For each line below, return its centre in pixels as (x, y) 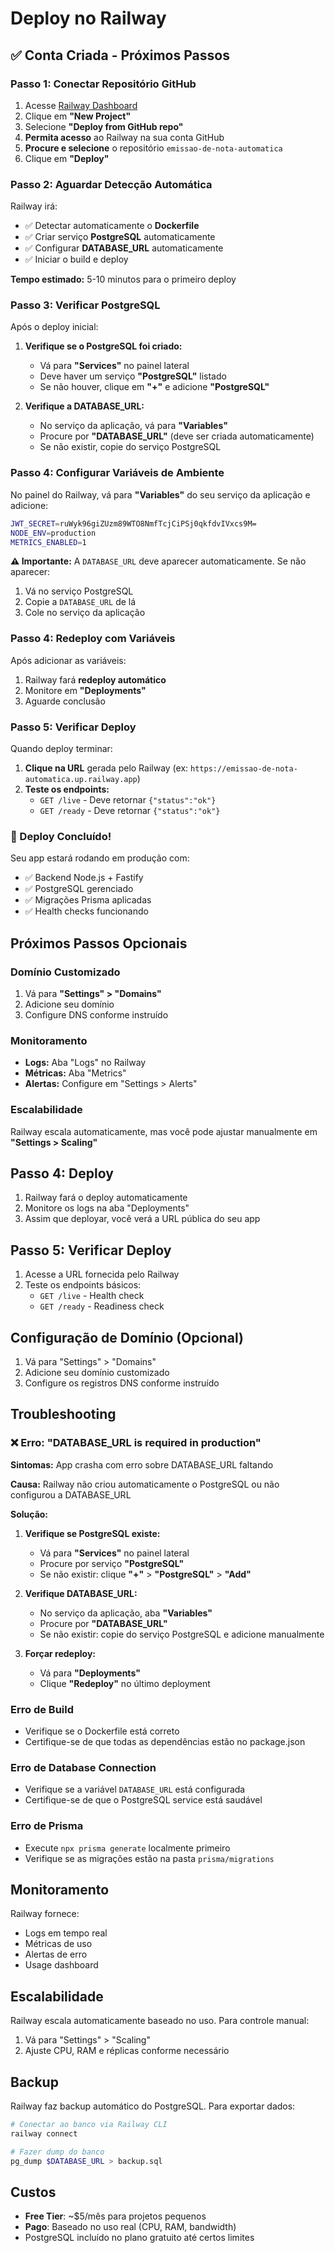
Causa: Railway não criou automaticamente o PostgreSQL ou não (145, 1484)
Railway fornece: (45, 1914)
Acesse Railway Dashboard (81, 105)
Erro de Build (42, 1709)
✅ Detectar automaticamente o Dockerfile (112, 226)
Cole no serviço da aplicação (85, 613)
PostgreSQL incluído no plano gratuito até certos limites (139, 2238)
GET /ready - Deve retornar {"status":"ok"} (130, 810)
